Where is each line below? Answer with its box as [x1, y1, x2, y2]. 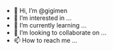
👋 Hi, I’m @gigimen [13, 7, 68, 14]
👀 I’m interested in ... [13, 14, 72, 22]
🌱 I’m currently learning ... [13, 21, 87, 29]
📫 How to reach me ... [13, 37, 77, 44]
